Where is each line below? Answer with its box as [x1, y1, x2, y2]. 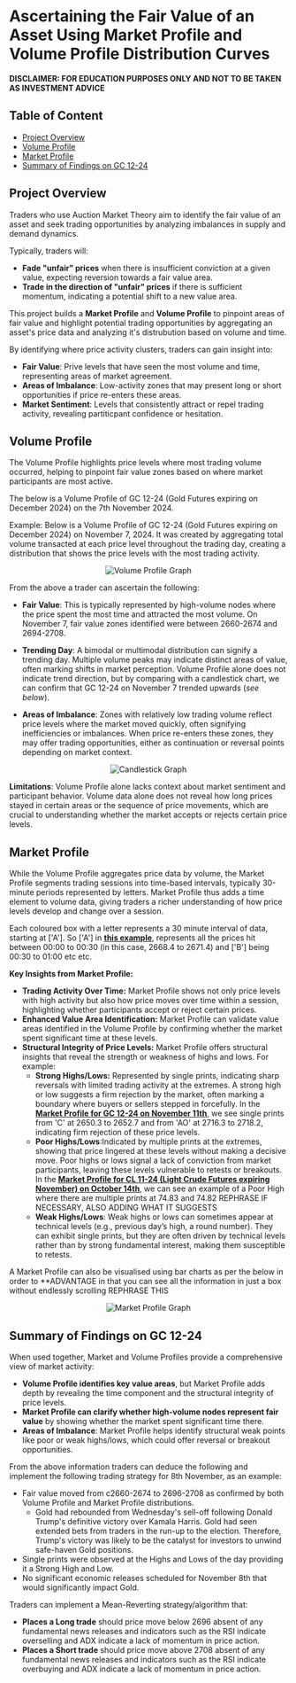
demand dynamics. [9, 228, 80, 238]
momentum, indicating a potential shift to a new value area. [21, 291, 238, 301]
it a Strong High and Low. [21, 1563, 115, 1574]
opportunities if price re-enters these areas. [21, 389, 182, 400]
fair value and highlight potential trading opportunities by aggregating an [9, 317, 273, 328]
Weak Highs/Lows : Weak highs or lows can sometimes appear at [34, 1212, 274, 1222]
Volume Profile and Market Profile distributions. [21, 1498, 194, 1508]
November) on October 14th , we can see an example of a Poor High [34, 1183, 285, 1194]
